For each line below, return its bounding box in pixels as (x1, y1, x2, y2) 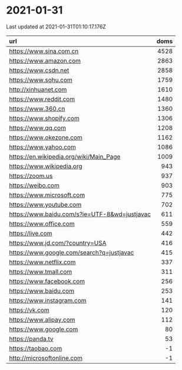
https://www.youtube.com (9, 200, 82, 208)
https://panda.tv (9, 335, 54, 343)
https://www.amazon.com (9, 57, 81, 65)
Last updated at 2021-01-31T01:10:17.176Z (6, 23, 106, 30)
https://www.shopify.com (9, 114, 80, 122)
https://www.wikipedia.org (9, 162, 82, 170)
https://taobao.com (9, 344, 62, 352)
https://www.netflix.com (9, 258, 76, 266)
